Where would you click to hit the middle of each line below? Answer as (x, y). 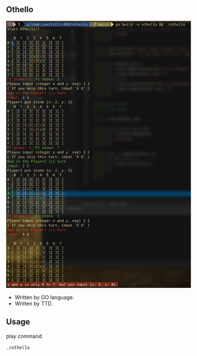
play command (24, 336)
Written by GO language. (44, 297)
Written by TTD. (34, 303)
